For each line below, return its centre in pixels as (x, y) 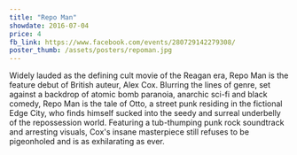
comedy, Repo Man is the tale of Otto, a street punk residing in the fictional (146, 104)
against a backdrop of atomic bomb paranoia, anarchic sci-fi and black (138, 95)
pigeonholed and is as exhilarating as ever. (87, 142)
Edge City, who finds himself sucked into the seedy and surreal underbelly (145, 113)
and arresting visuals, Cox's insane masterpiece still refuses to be (129, 132)
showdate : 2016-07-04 (49, 26)
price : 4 (25, 34)
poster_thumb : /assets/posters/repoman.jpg (91, 50)
